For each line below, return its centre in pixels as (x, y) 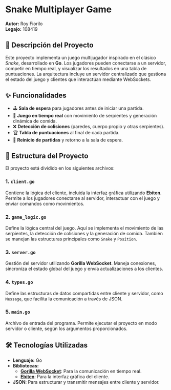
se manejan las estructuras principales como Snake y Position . (71, 239)
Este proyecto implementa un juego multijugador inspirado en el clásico (81, 57)
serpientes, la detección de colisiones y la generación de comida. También (84, 233)
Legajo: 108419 (22, 29)
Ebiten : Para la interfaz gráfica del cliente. (65, 376)
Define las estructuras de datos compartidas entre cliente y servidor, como (84, 293)
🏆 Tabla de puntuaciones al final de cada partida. (66, 132)
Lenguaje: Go (27, 360)
